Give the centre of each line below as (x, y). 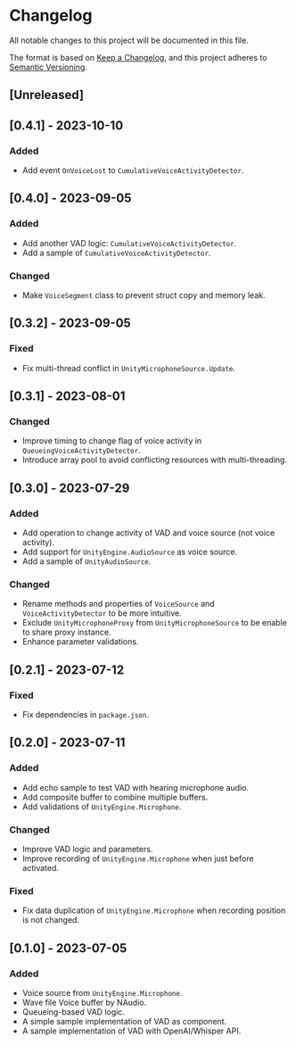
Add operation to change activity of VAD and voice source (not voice (148, 533)
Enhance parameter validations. (80, 642)
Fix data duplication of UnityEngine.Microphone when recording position (154, 910)
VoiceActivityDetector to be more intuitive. (102, 613)
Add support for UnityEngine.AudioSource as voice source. (130, 552)
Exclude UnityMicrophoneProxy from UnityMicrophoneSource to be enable (154, 623)
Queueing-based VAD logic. (73, 1012)
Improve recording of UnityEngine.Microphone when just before (138, 858)
